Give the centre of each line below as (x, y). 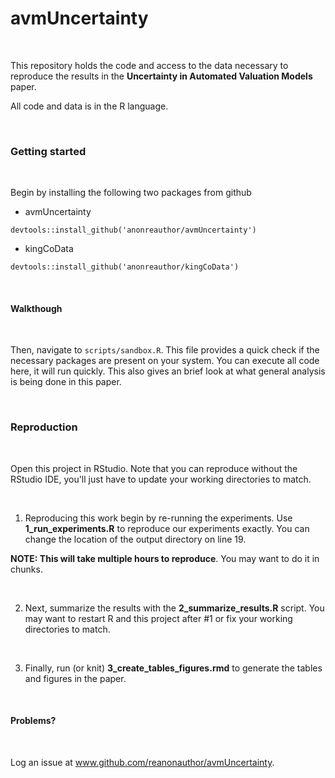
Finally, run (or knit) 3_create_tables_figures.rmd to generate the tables (173, 668)
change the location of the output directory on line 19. (135, 539)
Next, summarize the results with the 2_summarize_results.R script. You (174, 608)
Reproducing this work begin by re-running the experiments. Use (158, 518)
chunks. (26, 569)
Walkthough (36, 308)
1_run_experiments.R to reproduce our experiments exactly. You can (167, 528)
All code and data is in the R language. (89, 106)
